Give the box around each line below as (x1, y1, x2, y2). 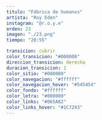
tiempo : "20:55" (6, 37, 47, 43)
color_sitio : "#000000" (6, 70, 67, 76)
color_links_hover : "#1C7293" (6, 104, 83, 110)
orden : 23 (6, 25, 32, 32)
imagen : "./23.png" (6, 32, 56, 38)
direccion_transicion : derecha (6, 59, 86, 65)
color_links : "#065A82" (6, 99, 67, 105)
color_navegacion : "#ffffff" (6, 76, 80, 82)
